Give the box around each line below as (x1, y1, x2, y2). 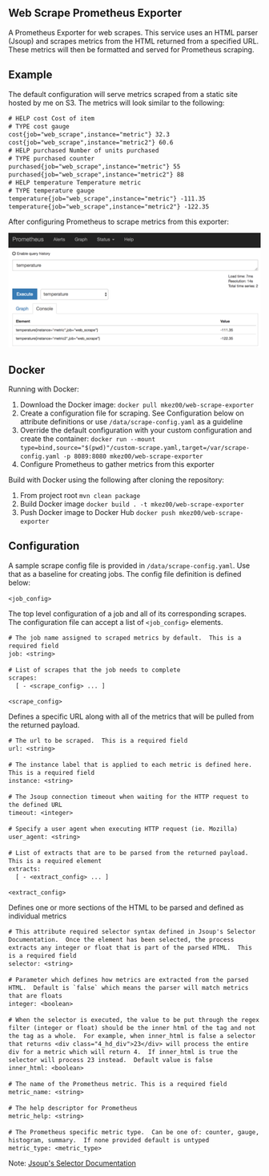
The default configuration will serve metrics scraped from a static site (8, 89, 239, 99)
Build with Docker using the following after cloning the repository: (8, 475, 224, 485)
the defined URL (8, 801, 62, 809)
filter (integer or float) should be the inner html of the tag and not (8, 1024, 256, 1032)
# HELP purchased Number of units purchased (8, 146, 159, 155)
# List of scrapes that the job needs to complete (8, 666, 181, 674)
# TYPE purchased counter (8, 154, 94, 163)
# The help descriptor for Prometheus (8, 1104, 138, 1112)
